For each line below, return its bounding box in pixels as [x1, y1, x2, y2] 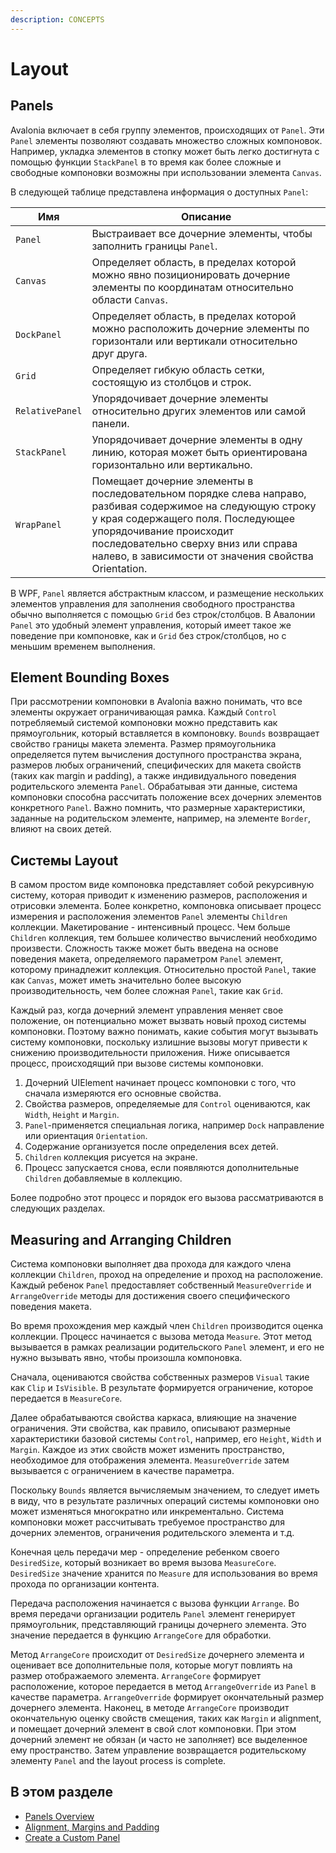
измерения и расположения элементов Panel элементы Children [10, 911, 288, 923]
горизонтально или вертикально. [91, 457, 253, 471]
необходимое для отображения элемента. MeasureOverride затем [10, 1454, 290, 1466]
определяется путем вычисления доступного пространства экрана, [10, 749, 303, 761]
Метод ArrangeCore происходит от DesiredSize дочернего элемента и [10, 1649, 305, 1661]
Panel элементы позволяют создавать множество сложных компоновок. [10, 134, 323, 146]
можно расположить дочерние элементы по [91, 321, 310, 335]
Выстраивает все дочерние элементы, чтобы [91, 226, 313, 240]
